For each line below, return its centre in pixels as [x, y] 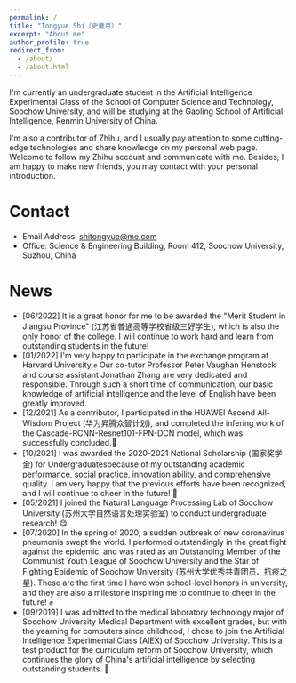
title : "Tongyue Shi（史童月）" [66, 26]
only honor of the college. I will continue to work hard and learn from [148, 336]
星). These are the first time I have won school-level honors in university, [155, 583]
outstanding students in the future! [85, 346]
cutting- [268, 138]
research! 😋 [45, 523]
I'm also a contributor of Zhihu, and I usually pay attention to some [131, 138]
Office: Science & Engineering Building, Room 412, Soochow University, [153, 245]
